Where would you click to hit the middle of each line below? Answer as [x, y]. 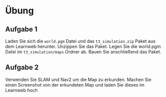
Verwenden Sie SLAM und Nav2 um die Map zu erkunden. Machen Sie [78, 79]
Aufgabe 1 [21, 29]
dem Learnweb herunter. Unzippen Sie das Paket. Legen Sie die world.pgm [83, 46]
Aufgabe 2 [22, 67]
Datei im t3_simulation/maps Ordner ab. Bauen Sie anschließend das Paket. [83, 52]
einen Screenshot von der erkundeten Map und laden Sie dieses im [75, 84]
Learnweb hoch [21, 90]
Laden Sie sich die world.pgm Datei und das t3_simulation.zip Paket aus [80, 41]
